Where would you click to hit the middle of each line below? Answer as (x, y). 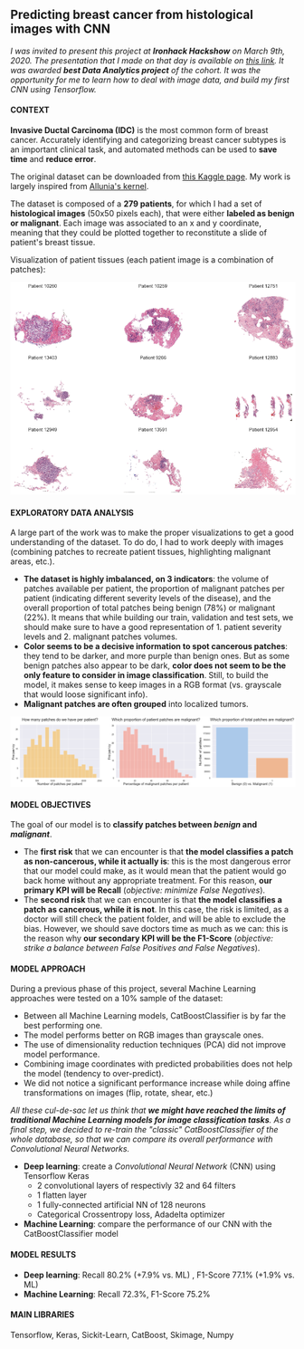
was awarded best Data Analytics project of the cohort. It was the (136, 70)
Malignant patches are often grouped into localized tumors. (136, 704)
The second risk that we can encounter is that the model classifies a (153, 900)
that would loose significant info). (85, 694)
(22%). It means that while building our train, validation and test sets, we (158, 617)
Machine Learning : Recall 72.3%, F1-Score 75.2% (117, 1294)
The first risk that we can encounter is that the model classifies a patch (158, 852)
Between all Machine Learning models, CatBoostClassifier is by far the (154, 1016)
